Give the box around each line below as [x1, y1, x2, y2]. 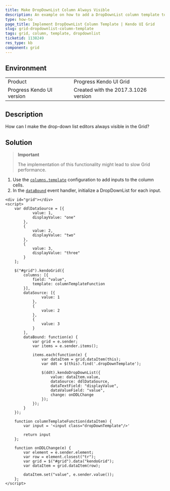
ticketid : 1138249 [5, 36, 44, 41]
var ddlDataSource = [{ [14, 206, 65, 211]
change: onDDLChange [50, 392, 94, 398]
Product [8, 78, 27, 85]
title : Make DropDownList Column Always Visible [5, 7, 110, 13]
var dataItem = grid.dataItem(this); [41, 357, 121, 362]
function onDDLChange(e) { [14, 445, 71, 451]
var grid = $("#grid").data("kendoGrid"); [23, 459, 114, 464]
